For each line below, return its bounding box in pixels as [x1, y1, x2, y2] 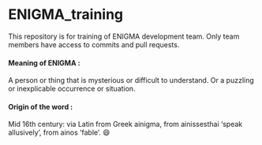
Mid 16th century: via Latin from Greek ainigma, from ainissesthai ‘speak [8, 120, 243, 129]
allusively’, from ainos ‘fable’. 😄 [8, 128, 110, 137]
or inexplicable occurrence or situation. [8, 84, 136, 94]
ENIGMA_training [8, 6, 124, 24]
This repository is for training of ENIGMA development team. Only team [8, 32, 240, 41]
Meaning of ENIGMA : [8, 58, 80, 68]
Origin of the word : [8, 102, 73, 111]
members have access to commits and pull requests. [8, 39, 180, 49]
